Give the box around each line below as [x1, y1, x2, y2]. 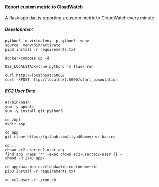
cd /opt [5, 117, 21, 123]
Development [5, 26, 33, 32]
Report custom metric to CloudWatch [5, 4, 83, 10]
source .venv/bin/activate [5, 43, 61, 48]
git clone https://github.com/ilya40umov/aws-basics [5, 134, 116, 140]
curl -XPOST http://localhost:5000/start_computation [5, 77, 118, 82]
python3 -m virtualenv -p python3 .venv [5, 38, 90, 44]
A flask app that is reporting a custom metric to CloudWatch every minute [5, 15, 154, 21]
